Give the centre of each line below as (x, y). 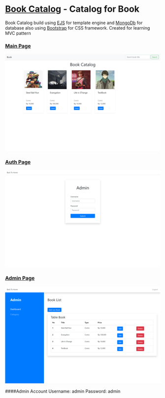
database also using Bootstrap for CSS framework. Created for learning (78, 28)
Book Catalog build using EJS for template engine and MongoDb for (74, 23)
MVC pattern (18, 33)
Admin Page (20, 278)
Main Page (18, 46)
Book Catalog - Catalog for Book (72, 9)
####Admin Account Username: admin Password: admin (63, 391)
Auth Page (18, 162)
